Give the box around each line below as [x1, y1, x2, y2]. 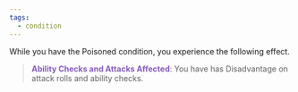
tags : [9, 13, 30, 22]
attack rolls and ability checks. [30, 72, 144, 83]
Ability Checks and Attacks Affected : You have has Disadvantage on [30, 63, 289, 74]
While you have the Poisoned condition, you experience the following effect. [9, 46, 291, 56]
